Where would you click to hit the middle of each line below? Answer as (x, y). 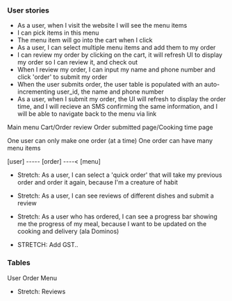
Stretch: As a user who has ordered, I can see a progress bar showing (117, 216)
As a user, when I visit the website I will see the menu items (102, 26)
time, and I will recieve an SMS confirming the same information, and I (117, 107)
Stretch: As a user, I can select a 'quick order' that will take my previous (119, 175)
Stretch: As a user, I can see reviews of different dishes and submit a (115, 196)
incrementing (36, 92)
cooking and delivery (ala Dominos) (68, 232)
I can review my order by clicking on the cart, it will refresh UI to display (120, 55)
